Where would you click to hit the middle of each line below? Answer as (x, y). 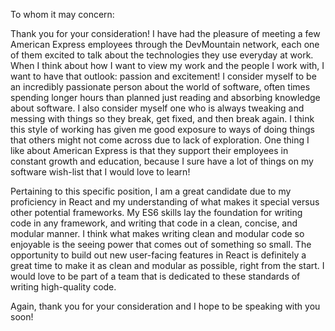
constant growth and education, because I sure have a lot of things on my (162, 161)
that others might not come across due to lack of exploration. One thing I (160, 140)
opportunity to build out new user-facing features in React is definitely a (158, 255)
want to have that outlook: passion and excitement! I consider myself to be (163, 76)
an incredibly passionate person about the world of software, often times (160, 87)
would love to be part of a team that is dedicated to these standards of (155, 276)
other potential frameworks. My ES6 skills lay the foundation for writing (156, 212)
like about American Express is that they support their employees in (149, 150)
